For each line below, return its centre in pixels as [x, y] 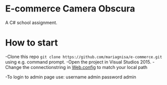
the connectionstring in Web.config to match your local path [85, 67]
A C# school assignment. [31, 22]
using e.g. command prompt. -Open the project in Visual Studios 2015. [78, 62]
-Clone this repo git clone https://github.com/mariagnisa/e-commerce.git [84, 56]
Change [13, 67]
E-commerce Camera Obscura [70, 9]
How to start [32, 43]
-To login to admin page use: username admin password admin [71, 77]
